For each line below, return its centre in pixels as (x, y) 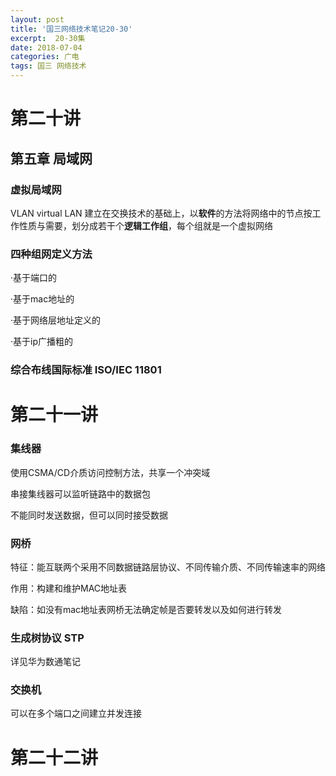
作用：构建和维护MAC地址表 (69, 588)
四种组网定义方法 (51, 254)
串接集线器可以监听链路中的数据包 (80, 493)
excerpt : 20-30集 (48, 38)
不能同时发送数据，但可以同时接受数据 (89, 515)
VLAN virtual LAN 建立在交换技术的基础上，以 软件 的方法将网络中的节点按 (161, 213)
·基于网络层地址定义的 (56, 320)
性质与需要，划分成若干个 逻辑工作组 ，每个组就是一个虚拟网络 (145, 225)
